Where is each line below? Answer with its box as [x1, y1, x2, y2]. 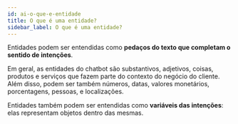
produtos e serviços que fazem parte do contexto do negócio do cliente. [7, 72, 220, 81]
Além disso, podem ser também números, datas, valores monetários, [7, 80, 210, 88]
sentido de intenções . [7, 51, 73, 59]
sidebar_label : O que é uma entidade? [7, 24, 123, 31]
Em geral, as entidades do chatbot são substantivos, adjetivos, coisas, [7, 65, 214, 73]
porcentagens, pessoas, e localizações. [7, 87, 124, 96]
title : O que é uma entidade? [7, 17, 98, 24]
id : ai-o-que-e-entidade [7, 10, 81, 18]
